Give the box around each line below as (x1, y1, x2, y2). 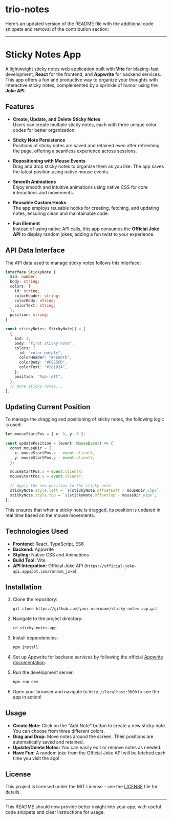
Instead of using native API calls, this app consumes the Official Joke (12, 226, 160, 232)
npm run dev (12, 679, 38, 684)
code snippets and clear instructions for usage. (5, 809, 105, 815)
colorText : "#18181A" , (18, 365, 68, 370)
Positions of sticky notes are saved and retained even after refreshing (12, 142, 160, 148)
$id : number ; (10, 274, 38, 279)
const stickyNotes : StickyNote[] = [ (5, 327, 86, 332)
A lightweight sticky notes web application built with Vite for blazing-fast (5, 66, 159, 72)
